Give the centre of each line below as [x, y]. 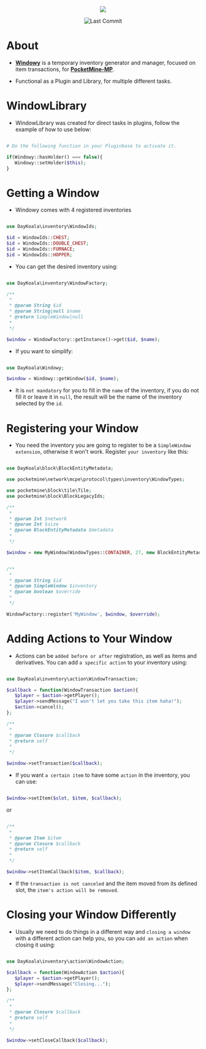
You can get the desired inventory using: [67, 266]
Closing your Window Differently [91, 915]
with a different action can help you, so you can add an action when [101, 938]
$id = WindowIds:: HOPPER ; [39, 254]
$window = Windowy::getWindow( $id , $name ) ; [63, 379]
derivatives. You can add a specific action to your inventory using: [101, 662]
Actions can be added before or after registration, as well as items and [106, 655]
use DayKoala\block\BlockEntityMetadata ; [60, 468]
